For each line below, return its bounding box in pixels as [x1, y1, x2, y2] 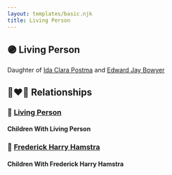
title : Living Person [7, 17, 71, 24]
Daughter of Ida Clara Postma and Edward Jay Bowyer [7, 66, 165, 74]
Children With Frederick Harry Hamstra [7, 160, 124, 168]
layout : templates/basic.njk [7, 10, 93, 18]
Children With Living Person [7, 124, 91, 134]
